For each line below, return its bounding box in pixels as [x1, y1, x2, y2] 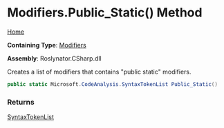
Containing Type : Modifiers [7, 41, 86, 49]
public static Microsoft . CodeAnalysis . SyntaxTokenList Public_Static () [7, 81, 218, 87]
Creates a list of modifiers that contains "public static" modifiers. [7, 67, 192, 76]
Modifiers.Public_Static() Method [7, 5, 203, 21]
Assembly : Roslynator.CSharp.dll [7, 54, 102, 63]
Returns [7, 97, 35, 107]
